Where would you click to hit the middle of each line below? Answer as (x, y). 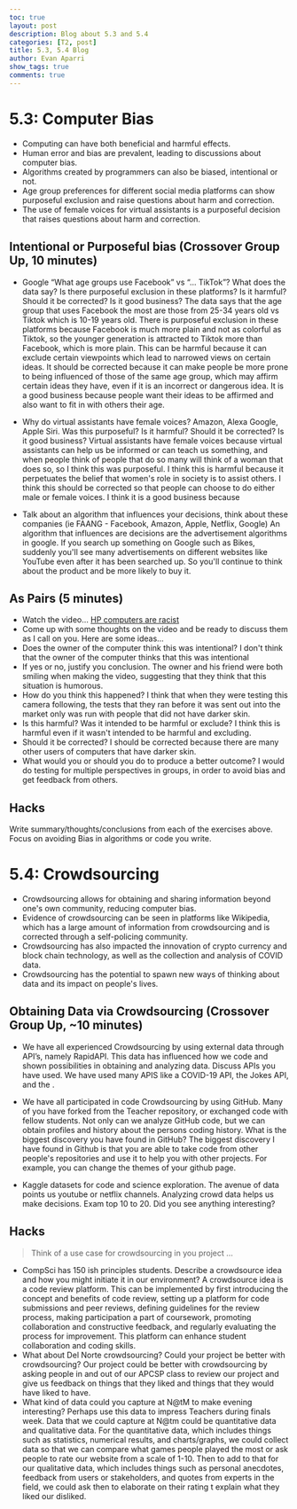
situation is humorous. (63, 686)
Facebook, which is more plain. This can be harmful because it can (145, 348)
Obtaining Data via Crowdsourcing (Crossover (139, 1012)
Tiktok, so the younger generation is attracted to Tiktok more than (142, 339)
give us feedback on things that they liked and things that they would (148, 1383)
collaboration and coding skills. (78, 1345)
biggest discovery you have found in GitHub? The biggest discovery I (148, 1139)
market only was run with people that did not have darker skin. (136, 714)
